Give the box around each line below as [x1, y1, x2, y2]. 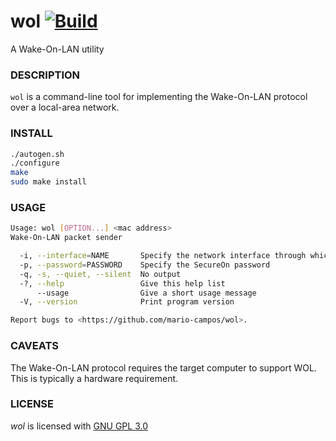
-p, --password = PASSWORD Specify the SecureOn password [19, 260, 271, 270]
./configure [10, 158, 60, 169]
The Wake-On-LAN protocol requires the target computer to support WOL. [10, 361, 317, 374]
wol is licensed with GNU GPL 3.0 [10, 420, 149, 432]
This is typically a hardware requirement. [10, 372, 179, 384]
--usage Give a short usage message [36, 288, 257, 298]
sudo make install [10, 177, 87, 187]
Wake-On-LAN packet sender [10, 233, 123, 243]
